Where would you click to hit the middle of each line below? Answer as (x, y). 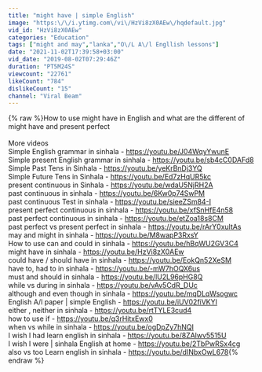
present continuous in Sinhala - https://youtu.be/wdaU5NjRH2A (111, 185)
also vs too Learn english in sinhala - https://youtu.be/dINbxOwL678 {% (123, 352)
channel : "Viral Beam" (45, 96)
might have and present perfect (59, 127)
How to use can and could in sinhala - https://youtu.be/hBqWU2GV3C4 (124, 244)
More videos (28, 143)
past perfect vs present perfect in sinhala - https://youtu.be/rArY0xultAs (125, 227)
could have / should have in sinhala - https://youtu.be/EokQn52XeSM (120, 260)
